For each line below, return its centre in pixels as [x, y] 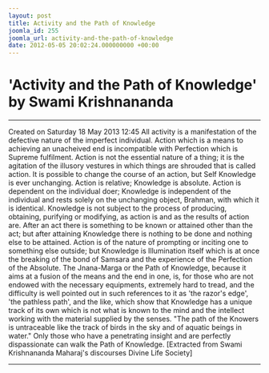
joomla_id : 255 [34, 30]
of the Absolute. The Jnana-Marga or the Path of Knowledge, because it [127, 268]
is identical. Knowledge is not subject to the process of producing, [118, 208]
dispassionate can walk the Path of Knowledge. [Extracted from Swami [125, 344]
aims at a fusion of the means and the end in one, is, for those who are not [131, 276]
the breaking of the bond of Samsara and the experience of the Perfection [130, 259]
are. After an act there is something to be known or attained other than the [131, 226]
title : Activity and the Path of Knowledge [82, 23]
